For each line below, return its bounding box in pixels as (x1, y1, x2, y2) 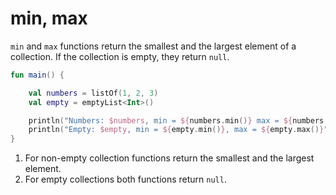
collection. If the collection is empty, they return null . (10, 50, 230, 62)
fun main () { (10, 70, 65, 80)
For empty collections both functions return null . (24, 173, 227, 186)
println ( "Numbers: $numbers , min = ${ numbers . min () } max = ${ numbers (28, 115, 325, 126)
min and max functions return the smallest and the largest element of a (10, 40, 297, 52)
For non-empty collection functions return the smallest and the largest (24, 152, 315, 164)
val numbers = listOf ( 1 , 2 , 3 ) (28, 88, 159, 98)
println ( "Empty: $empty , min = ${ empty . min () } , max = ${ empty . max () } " (28, 125, 329, 135)
